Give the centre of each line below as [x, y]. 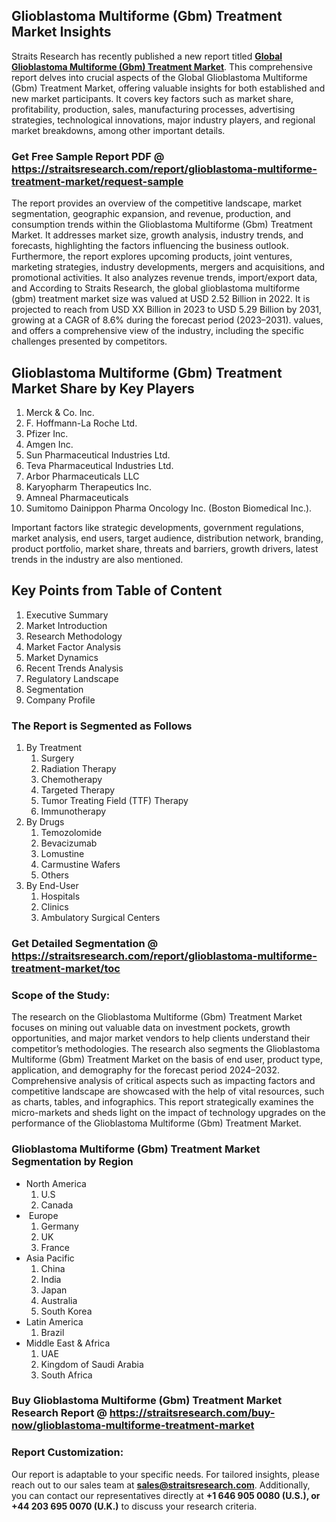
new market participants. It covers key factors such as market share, [152, 98]
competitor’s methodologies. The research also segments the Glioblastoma [166, 1049]
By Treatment [54, 748]
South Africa [66, 1375]
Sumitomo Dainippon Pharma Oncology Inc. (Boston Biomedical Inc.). [169, 508]
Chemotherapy [71, 780]
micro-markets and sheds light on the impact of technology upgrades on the [168, 1113]
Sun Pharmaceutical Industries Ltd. [98, 455]
